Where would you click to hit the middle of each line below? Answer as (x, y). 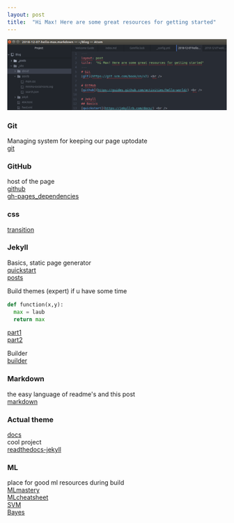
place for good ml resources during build (66, 483)
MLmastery (24, 490)
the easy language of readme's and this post (71, 394)
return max (29, 319)
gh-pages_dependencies (43, 196)
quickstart (22, 270)
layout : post (26, 15)
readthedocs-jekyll (34, 450)
